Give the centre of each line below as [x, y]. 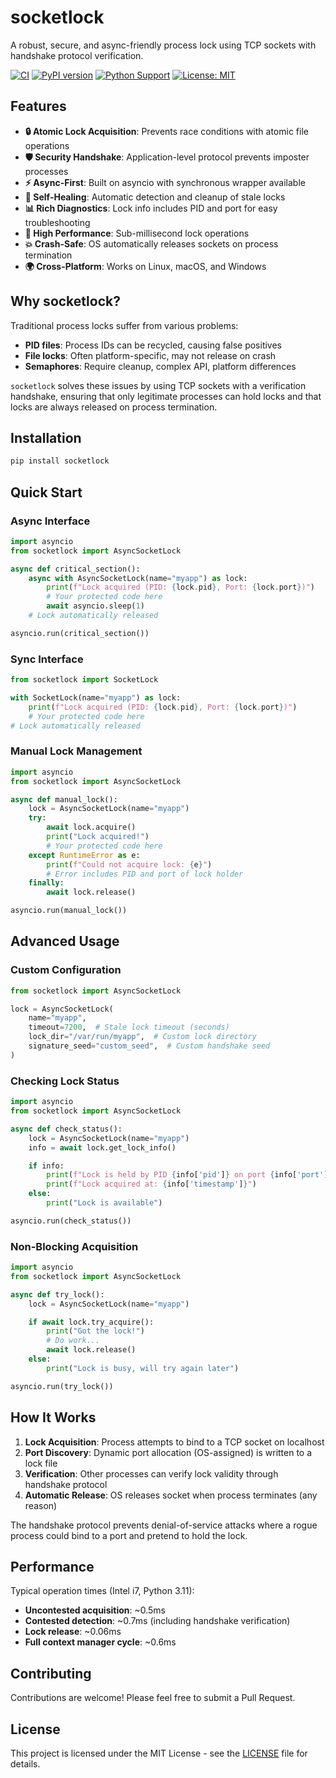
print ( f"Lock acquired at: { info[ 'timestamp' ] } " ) [151, 1184]
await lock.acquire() [91, 827]
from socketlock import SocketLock [84, 680]
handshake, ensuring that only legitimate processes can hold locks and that [166, 396]
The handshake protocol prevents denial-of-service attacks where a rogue [164, 1525]
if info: [46, 1166]
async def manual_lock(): [64, 799]
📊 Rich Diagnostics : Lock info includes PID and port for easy [151, 208]
